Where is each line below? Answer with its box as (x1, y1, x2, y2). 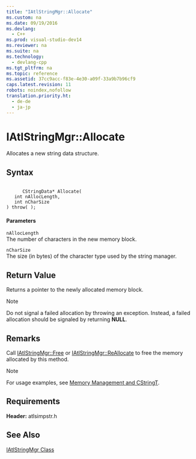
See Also (6, 430, 40, 440)
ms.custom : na (6, 14, 42, 20)
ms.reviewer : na (6, 43, 47, 49)
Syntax (6, 167, 34, 178)
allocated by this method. (6, 356, 69, 363)
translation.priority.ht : (6, 93, 71, 99)
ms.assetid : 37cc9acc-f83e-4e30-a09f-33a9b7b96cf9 (6, 76, 136, 82)
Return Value (6, 270, 56, 280)
